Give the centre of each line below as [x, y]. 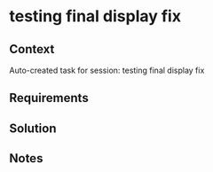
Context [32, 49]
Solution [33, 128]
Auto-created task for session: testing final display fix [107, 70]
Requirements [49, 98]
